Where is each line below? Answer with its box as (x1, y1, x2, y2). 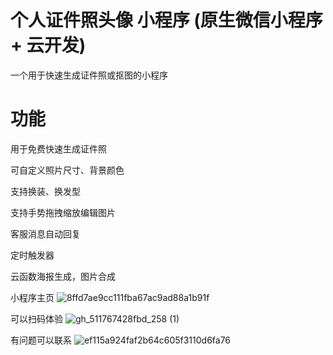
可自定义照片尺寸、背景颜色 (10, 164, 125, 176)
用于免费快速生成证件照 (10, 142, 107, 155)
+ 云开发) (10, 34, 87, 57)
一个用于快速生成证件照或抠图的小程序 (10, 69, 168, 81)
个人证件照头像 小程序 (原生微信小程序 (10, 9, 323, 32)
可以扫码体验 (10, 312, 63, 325)
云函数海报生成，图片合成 (10, 270, 116, 282)
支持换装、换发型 (10, 185, 81, 197)
